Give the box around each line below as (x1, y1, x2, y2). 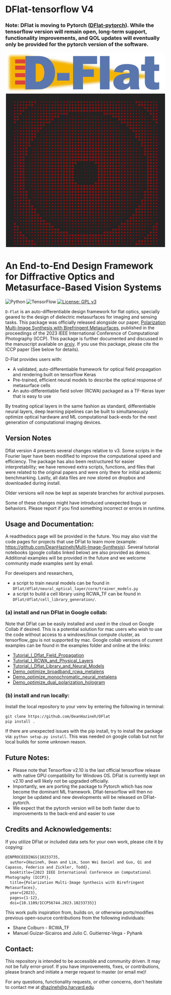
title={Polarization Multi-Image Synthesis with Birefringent (10, 880, 145, 885)
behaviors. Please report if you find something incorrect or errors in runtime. (5, 505, 165, 511)
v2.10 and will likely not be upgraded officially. (12, 778, 109, 784)
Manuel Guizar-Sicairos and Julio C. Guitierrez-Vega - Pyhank (12, 930, 142, 936)
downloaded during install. (5, 480, 61, 486)
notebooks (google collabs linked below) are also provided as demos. (5, 549, 151, 556)
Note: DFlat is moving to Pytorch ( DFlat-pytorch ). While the (5, 22, 154, 29)
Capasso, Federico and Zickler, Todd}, (5, 865, 90, 870)
